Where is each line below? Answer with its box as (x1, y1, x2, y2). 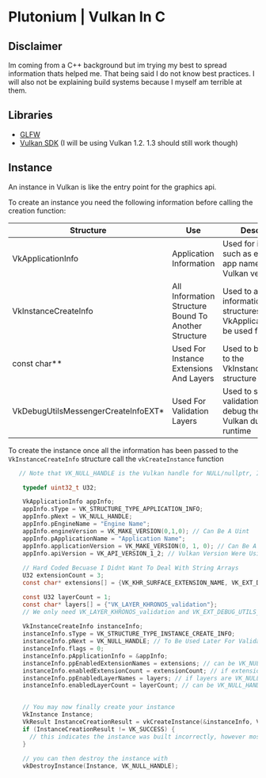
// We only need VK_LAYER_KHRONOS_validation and (22, 608, 190, 616)
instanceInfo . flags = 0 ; (22, 645, 104, 653)
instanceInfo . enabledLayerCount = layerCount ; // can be (22, 681, 215, 689)
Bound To (171, 310, 208, 321)
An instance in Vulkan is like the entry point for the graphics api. (8, 182, 217, 192)
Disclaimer (8, 40, 63, 53)
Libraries (8, 109, 53, 122)
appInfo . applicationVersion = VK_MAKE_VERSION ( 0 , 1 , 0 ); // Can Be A (22, 542, 257, 550)
